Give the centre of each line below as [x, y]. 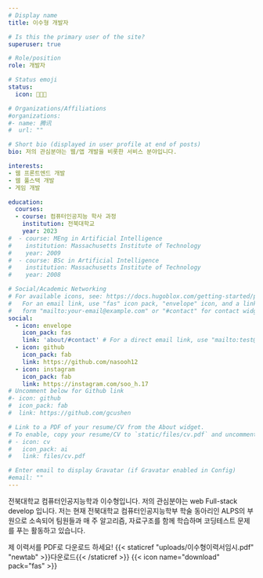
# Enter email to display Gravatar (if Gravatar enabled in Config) [122, 471]
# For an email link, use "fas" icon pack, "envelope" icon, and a [124, 304]
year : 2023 [40, 231]
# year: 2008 [34, 275]
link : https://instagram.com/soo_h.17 [85, 384]
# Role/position [34, 58]
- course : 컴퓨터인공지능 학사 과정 [66, 216]
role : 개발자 [27, 66]
